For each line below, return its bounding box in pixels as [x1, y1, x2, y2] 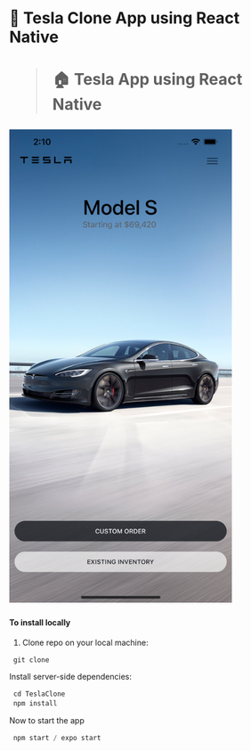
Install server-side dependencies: [9, 672, 132, 682]
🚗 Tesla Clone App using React [9, 8, 240, 29]
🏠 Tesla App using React [52, 69, 243, 90]
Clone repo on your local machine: [21, 637, 149, 648]
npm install [12, 699, 58, 708]
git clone [12, 655, 50, 665]
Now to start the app [9, 715, 85, 726]
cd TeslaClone [12, 690, 66, 698]
